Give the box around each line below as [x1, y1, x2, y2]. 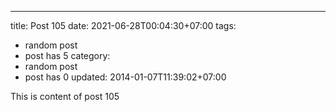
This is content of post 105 [10, 91, 120, 102]
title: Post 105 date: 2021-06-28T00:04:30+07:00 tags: [10, 20, 237, 31]
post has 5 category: [24, 50, 111, 61]
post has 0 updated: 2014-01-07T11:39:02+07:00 [24, 71, 227, 83]
